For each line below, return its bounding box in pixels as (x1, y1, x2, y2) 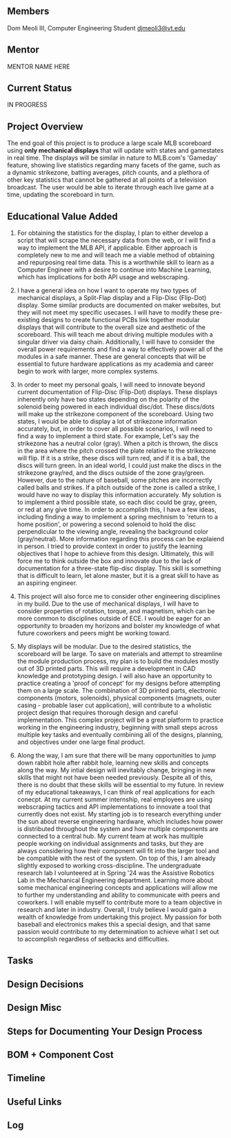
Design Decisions (7, 978, 84, 990)
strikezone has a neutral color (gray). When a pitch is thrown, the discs (17, 439, 219, 448)
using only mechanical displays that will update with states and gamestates (7, 147, 224, 155)
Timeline (7, 1072, 46, 1084)
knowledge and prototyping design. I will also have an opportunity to (17, 672, 212, 680)
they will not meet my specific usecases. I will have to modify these (17, 308, 209, 317)
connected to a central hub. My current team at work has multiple (17, 832, 204, 841)
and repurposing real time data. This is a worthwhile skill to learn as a (17, 259, 214, 267)
